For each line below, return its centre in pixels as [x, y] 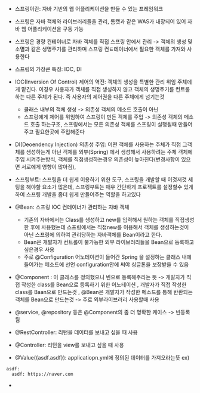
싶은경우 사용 [39, 250]
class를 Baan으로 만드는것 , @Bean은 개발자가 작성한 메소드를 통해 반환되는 [104, 292]
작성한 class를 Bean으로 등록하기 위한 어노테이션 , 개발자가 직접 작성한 [104, 284]
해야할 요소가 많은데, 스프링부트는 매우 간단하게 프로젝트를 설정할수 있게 [110, 187]
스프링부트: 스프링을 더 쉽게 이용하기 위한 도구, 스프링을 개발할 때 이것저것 [101, 180]
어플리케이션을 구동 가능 [56, 29]
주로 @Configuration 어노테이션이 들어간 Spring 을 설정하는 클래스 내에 [108, 257]
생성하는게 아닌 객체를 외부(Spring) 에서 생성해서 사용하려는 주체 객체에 [109, 152]
